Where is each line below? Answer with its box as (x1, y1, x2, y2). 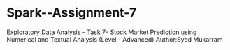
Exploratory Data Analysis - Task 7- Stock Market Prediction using (6, 28, 197, 36)
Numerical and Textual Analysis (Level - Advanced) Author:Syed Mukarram (6, 35, 223, 43)
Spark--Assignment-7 (6, 5, 137, 21)
